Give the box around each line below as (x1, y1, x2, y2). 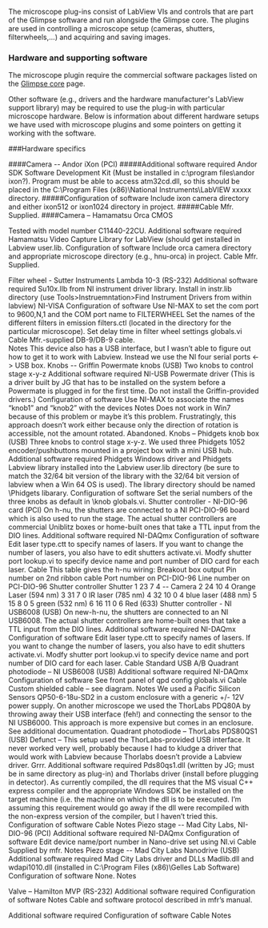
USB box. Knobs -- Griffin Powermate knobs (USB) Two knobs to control (14, 360, 254, 371)
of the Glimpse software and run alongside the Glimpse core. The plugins (8, 15, 250, 25)
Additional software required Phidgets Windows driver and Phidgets (8, 454, 232, 464)
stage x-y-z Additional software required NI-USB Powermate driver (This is (8, 369, 255, 379)
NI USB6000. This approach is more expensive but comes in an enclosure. (8, 718, 254, 728)
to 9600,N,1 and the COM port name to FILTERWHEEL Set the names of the (8, 310, 255, 319)
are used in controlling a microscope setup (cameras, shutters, (8, 24, 215, 33)
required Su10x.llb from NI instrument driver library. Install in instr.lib (8, 284, 232, 294)
